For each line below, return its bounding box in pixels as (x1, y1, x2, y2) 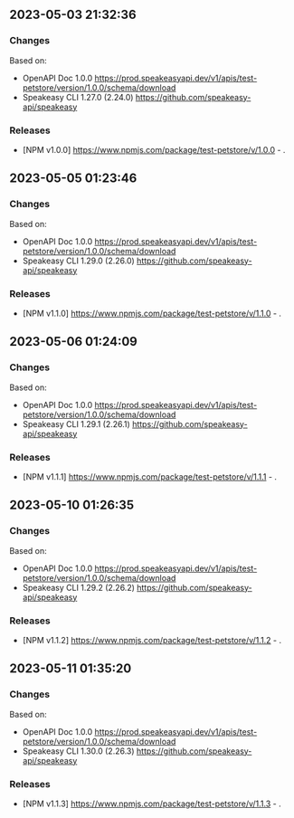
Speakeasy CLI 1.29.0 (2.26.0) (22, 255, 136, 266)
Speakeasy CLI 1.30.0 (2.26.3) (22, 746, 135, 756)
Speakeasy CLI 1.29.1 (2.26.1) (22, 418, 131, 429)
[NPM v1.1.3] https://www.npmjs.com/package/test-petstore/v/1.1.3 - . (22, 798, 282, 809)
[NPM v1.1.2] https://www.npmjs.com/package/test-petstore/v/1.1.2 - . (22, 634, 282, 645)
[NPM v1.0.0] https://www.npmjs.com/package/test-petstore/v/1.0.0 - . (22, 144, 286, 155)
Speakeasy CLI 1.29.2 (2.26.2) (22, 582, 136, 593)
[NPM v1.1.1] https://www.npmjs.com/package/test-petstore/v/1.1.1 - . (22, 471, 278, 482)
